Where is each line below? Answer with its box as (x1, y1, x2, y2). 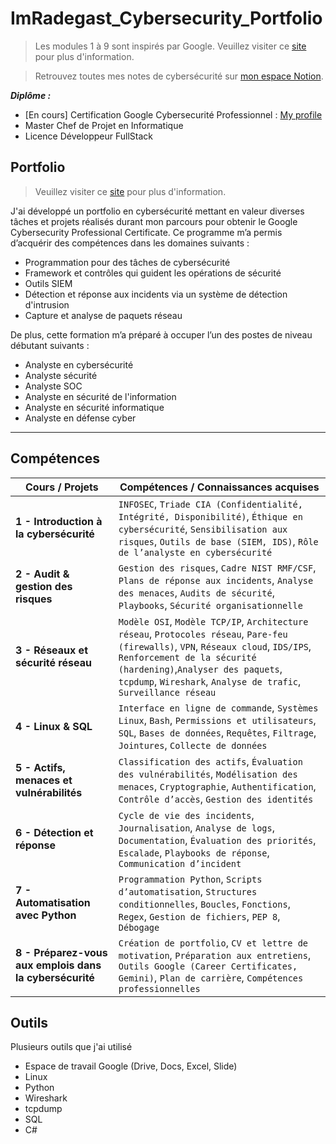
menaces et (15, 773, 73, 787)
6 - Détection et (15, 825, 94, 839)
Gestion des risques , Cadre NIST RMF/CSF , (118, 560, 317, 574)
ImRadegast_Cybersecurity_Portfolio (10, 7, 323, 30)
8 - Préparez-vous (15, 945, 108, 959)
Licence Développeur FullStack (24, 130, 153, 142)
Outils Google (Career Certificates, (118, 960, 298, 972)
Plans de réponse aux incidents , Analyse (118, 573, 314, 587)
